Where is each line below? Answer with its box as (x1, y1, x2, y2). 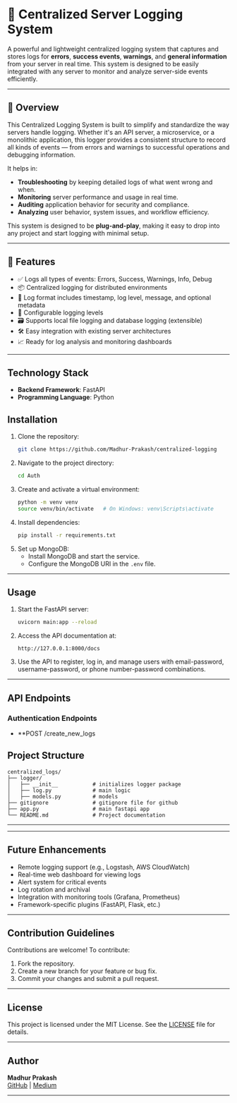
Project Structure (7, 750, 85, 762)
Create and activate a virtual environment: (17, 485, 140, 493)
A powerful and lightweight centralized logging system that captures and (7, 44, 219, 53)
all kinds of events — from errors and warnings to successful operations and (7, 142, 230, 151)
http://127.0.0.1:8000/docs (17, 645, 100, 652)
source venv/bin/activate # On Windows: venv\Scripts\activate (17, 505, 214, 512)
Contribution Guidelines (7, 927, 115, 939)
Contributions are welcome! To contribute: (7, 946, 130, 954)
